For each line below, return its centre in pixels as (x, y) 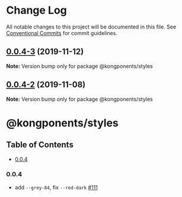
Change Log (36, 10)
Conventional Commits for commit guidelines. (62, 33)
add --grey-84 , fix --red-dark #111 (56, 187)
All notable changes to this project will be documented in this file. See (91, 27)
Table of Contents (40, 145)
